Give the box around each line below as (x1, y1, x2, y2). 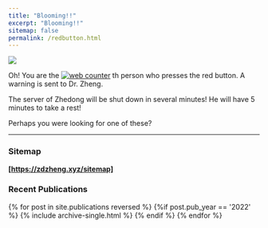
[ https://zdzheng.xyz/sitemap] (8, 164, 114, 174)
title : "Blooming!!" (8, 11, 77, 20)
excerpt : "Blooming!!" (8, 19, 84, 27)
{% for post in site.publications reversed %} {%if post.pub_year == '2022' (8, 202, 251, 211)
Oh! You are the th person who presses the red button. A (8, 71, 246, 81)
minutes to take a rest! (8, 103, 81, 112)
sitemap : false (8, 26, 59, 34)
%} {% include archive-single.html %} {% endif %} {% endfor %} (8, 210, 223, 220)
